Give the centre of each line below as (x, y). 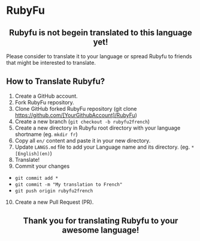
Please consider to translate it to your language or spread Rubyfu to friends (99, 56)
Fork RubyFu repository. (45, 102)
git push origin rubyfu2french (54, 191)
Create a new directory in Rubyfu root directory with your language (98, 128)
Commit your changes (42, 166)
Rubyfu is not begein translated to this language (101, 33)
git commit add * (37, 178)
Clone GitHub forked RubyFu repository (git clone (76, 109)
